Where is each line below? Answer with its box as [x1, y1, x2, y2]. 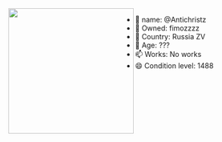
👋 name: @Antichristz [135, 15, 207, 24]
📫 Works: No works [135, 50, 202, 59]
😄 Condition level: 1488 [135, 61, 214, 71]
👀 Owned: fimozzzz [135, 23, 200, 33]
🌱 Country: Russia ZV [135, 32, 206, 41]
